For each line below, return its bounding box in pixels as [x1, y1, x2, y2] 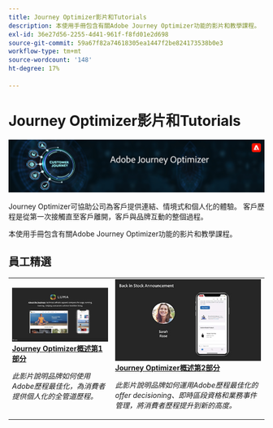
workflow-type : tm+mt [8, 47, 82, 56]
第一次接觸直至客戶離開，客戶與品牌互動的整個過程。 [29, 212, 208, 222]
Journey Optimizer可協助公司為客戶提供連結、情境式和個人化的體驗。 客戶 [8, 201, 258, 211]
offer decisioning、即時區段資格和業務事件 [115, 391, 258, 400]
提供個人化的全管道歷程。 [11, 391, 97, 401]
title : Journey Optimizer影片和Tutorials [8, 13, 147, 21]
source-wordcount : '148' [8, 56, 93, 64]
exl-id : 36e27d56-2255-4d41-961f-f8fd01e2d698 [8, 30, 169, 38]
